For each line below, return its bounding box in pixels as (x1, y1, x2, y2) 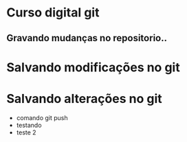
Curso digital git (6, 5, 100, 21)
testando (16, 121, 42, 129)
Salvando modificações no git (6, 60, 180, 75)
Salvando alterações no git (6, 91, 162, 106)
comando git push (16, 113, 68, 121)
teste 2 (16, 128, 36, 137)
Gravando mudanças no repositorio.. (6, 32, 168, 44)
